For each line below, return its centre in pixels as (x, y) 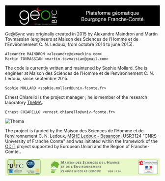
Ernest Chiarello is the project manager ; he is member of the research (76, 97)
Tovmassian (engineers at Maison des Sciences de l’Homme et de (72, 39)
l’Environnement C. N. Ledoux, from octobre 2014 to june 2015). (69, 44)
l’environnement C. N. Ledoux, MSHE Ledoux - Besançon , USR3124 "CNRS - (82, 136)
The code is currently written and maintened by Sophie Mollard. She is (76, 68)
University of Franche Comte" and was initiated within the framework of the (82, 141)
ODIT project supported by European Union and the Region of (68, 146)
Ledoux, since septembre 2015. (37, 78)
